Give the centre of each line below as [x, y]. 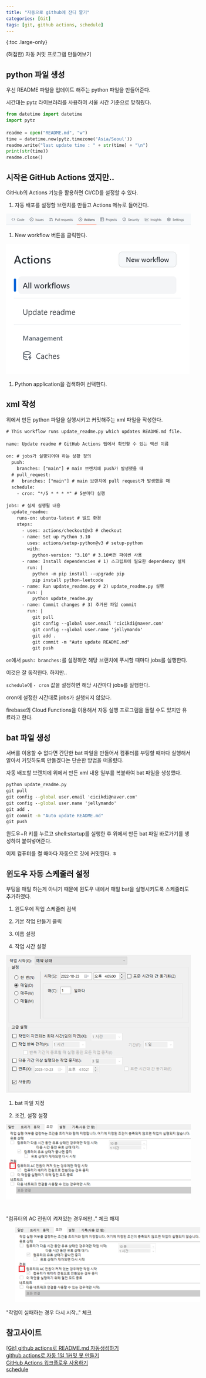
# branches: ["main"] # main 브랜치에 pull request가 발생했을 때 [91, 481]
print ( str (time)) [27, 151]
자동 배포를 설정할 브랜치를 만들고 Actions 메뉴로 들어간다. [82, 205]
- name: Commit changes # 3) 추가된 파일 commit [79, 605]
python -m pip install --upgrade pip [78, 574]
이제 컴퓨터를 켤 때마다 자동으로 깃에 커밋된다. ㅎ [62, 854]
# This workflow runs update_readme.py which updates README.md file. [94, 432]
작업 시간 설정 [30, 946]
